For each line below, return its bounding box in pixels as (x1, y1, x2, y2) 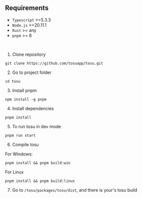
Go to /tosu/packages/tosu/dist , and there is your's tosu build (12, 187, 138, 193)
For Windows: (5, 151, 33, 157)
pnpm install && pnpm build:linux (5, 178, 75, 183)
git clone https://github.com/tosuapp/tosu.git (5, 61, 104, 66)
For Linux (5, 169, 24, 175)
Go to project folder (12, 69, 52, 75)
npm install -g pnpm (5, 97, 47, 102)
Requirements (5, 4, 49, 12)
